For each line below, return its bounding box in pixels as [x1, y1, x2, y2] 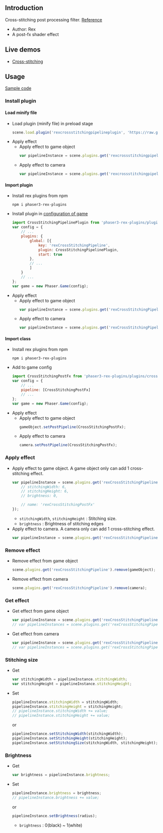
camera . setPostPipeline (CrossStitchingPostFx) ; [19, 443, 117, 447]
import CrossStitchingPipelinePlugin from [12, 220, 99, 225]
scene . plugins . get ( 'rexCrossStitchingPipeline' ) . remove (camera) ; [12, 585, 147, 591]
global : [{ [30, 238, 52, 243]
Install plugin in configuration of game [12, 211, 88, 217]
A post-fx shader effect [12, 31, 59, 37]
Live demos [5, 46, 41, 54]
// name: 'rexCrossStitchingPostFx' [21, 502, 95, 507]
